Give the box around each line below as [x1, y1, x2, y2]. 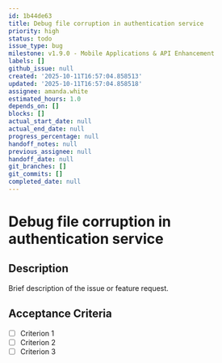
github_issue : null [8, 65, 74, 73]
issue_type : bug [8, 42, 63, 50]
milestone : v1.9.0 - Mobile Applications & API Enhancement [8, 49, 216, 58]
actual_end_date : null [8, 125, 85, 133]
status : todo [8, 34, 52, 43]
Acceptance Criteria [8, 307, 112, 321]
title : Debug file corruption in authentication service [8, 19, 204, 28]
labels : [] [8, 58, 45, 66]
